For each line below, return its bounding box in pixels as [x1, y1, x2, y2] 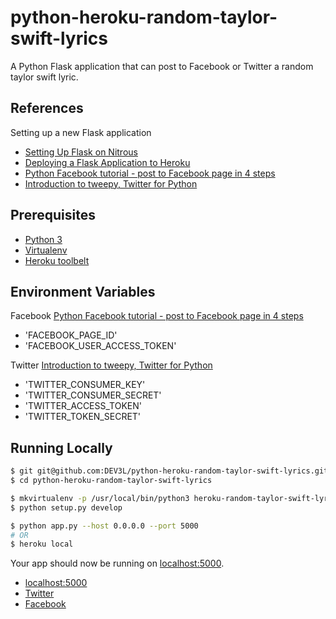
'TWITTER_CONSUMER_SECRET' [24, 389, 162, 401]
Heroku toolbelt [24, 254, 90, 266]
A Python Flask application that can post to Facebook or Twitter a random [10, 60, 314, 72]
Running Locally [10, 439, 113, 456]
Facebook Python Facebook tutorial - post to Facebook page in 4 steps [10, 310, 304, 322]
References [10, 100, 84, 117]
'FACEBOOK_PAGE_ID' [24, 329, 118, 341]
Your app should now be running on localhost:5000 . [10, 557, 225, 570]
